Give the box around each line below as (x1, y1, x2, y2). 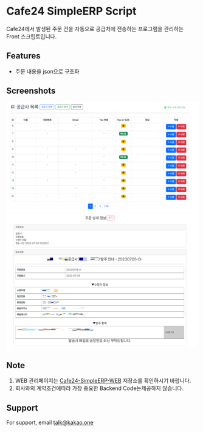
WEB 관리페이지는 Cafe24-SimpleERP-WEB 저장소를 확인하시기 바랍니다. (15, 377, 191, 385)
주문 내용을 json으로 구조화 (15, 68, 80, 75)
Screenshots (6, 86, 56, 96)
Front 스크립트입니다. (6, 32, 57, 40)
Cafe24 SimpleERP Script (6, 4, 137, 18)
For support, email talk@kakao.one (6, 419, 94, 426)
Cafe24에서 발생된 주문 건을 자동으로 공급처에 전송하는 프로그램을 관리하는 (6, 25, 184, 32)
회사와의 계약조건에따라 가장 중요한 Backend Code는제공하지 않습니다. (15, 385, 184, 392)
